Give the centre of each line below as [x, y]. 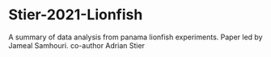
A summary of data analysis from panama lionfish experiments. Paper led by [135, 37]
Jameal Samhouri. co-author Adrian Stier [77, 45]
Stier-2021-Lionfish [76, 15]
